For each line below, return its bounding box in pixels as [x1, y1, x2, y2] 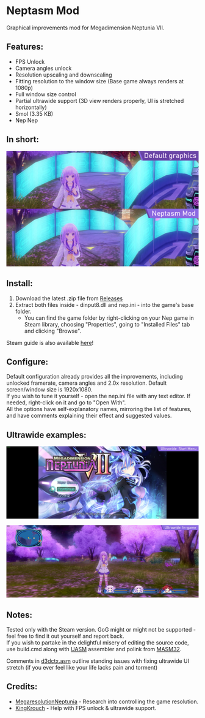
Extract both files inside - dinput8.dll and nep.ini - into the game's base [15, 301, 194, 308]
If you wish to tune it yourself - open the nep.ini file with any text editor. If [6, 393, 191, 400]
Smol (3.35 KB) [15, 110, 54, 117]
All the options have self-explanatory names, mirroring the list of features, [6, 406, 192, 413]
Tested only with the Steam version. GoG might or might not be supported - [6, 626, 196, 633]
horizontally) [15, 104, 47, 111]
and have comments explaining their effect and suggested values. [6, 412, 172, 420]
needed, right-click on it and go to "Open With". [6, 399, 126, 406]
